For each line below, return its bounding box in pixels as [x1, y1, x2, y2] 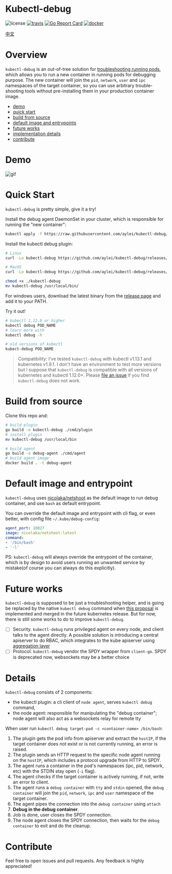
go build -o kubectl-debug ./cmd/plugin [5, 427, 93, 432]
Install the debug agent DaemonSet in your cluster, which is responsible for [5, 216, 164, 222]
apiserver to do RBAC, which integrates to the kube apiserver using [12, 638, 155, 644]
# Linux [5, 250, 22, 256]
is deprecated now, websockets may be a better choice [12, 654, 130, 660]
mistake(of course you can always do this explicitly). [5, 565, 116, 571]
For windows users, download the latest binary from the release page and [5, 292, 161, 299]
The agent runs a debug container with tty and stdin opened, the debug [12, 785, 164, 791]
